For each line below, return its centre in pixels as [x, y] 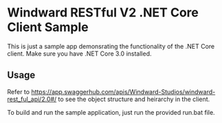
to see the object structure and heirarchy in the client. [134, 99]
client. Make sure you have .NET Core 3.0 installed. [79, 54]
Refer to [18, 91]
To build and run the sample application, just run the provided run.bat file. [111, 112]
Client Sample [48, 27]
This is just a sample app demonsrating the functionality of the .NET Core [111, 46]
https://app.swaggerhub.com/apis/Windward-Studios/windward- [123, 91]
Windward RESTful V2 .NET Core [103, 13]
